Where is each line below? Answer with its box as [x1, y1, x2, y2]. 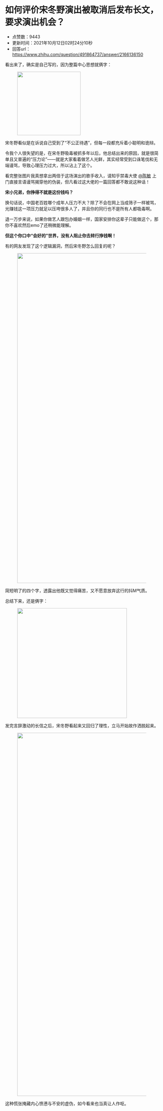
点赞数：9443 [12, 34, 40, 40]
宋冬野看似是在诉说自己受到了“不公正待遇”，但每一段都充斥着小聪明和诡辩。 [5, 140, 158, 146]
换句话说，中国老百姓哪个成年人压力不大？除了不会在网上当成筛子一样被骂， [5, 199, 159, 205]
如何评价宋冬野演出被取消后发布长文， [5, 4, 159, 16]
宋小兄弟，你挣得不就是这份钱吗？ [5, 189, 73, 195]
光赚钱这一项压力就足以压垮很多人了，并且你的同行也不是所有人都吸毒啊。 [5, 206, 154, 212]
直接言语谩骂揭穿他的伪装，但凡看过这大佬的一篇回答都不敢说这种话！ [9, 179, 150, 185]
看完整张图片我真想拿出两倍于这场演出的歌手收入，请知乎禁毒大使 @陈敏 [5, 173, 151, 178]
